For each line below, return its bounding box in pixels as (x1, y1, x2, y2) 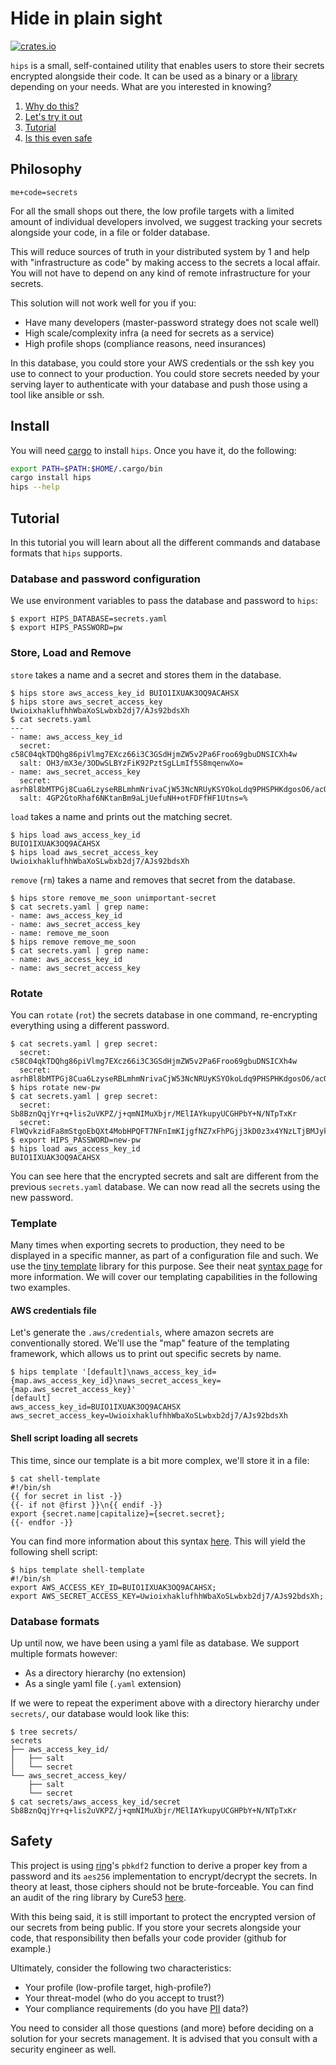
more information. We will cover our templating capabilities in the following (10, 1271, 318, 1283)
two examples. (10, 1282, 71, 1294)
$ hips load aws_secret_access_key (10, 847, 159, 857)
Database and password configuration (10, 572, 201, 586)
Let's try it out (24, 110, 83, 122)
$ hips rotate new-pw (10, 1082, 101, 1092)
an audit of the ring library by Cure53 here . (10, 1891, 187, 1903)
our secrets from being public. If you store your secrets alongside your (10, 1921, 302, 1933)
